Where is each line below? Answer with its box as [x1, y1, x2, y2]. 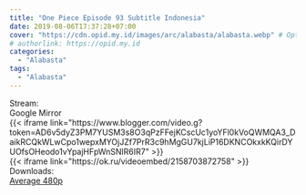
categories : [9, 47, 55, 56]
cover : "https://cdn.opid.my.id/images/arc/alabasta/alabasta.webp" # [9, 30, 283, 39]
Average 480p [9, 175, 64, 186]
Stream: [9, 97, 39, 108]
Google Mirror [9, 107, 62, 118]
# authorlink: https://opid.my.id [9, 38, 141, 48]
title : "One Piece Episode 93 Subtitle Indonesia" [9, 13, 206, 23]
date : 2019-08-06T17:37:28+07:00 [9, 22, 137, 31]
